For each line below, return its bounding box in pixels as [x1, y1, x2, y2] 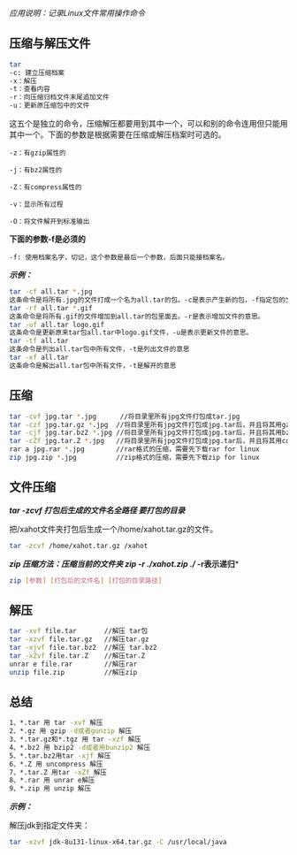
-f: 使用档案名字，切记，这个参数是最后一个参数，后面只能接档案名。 [9, 253, 230, 263]
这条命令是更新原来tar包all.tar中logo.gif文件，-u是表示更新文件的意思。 [9, 328, 254, 338]
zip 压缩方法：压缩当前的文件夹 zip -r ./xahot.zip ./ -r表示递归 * [9, 558, 240, 569]
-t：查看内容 [9, 85, 50, 94]
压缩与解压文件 [9, 36, 91, 51]
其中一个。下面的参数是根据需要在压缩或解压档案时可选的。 [9, 129, 226, 140]
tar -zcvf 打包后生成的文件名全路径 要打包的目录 [9, 505, 186, 515]
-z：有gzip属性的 [9, 149, 66, 157]
